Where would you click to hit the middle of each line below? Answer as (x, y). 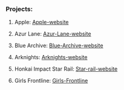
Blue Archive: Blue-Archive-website (59, 46)
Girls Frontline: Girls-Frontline (51, 81)
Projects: (19, 9)
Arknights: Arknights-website (51, 57)
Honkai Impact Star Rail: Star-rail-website (66, 69)
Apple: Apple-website (41, 22)
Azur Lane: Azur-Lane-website (53, 34)
